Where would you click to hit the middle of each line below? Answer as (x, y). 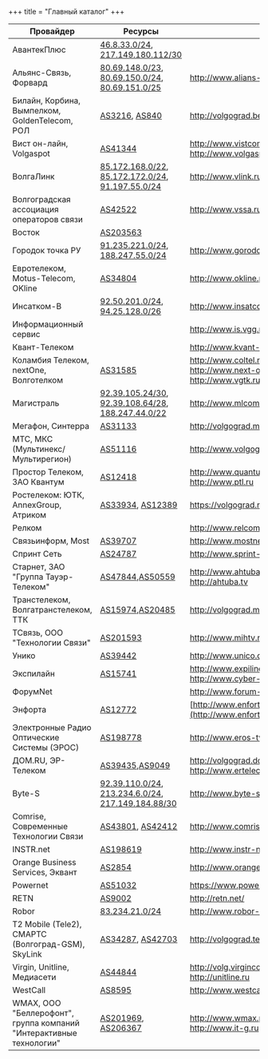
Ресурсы (141, 31)
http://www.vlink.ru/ (227, 176)
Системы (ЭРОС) (46, 748)
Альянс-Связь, (42, 73)
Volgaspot (31, 153)
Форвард (30, 83)
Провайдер (52, 31)
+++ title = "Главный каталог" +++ (67, 12)
